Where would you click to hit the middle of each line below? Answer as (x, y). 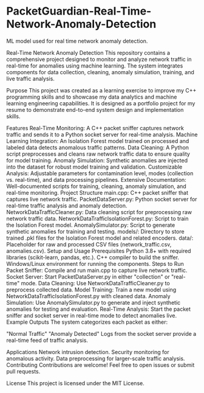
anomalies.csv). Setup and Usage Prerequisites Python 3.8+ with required (99, 251)
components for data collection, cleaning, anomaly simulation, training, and (100, 72)
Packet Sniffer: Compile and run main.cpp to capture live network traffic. (97, 270)
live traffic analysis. (30, 78)
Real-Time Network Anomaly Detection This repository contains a (88, 52)
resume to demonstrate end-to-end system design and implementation (95, 110)
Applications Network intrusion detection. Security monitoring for (88, 352)
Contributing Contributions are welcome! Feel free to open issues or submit (100, 365)
